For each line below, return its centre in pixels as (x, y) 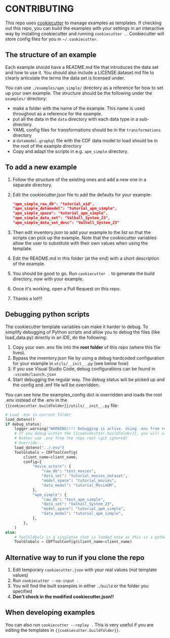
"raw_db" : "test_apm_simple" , (73, 499)
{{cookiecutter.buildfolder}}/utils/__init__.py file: (62, 405)
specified (22, 591)
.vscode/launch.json (34, 374)
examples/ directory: (26, 98)
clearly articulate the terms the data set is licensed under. (65, 78)
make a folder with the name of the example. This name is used (79, 108)
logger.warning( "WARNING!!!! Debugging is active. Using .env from (87, 429)
